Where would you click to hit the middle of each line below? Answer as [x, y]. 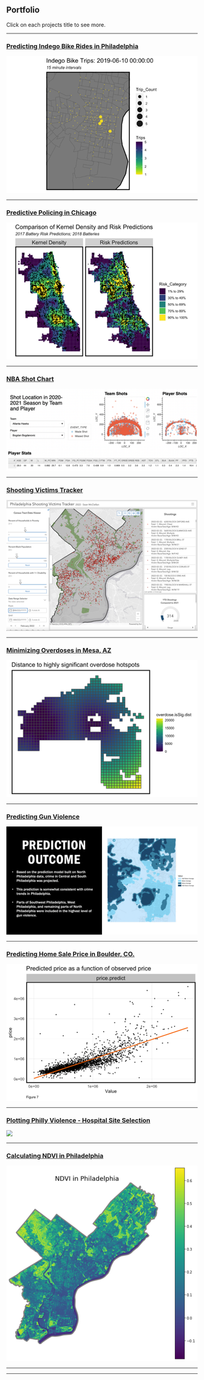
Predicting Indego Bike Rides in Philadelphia [72, 46]
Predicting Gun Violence [43, 817]
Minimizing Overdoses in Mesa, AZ [59, 650]
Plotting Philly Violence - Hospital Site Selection [78, 1120]
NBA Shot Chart [30, 379]
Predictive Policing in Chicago [52, 213]
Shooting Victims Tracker [45, 490]
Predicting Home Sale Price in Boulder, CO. [70, 954]
